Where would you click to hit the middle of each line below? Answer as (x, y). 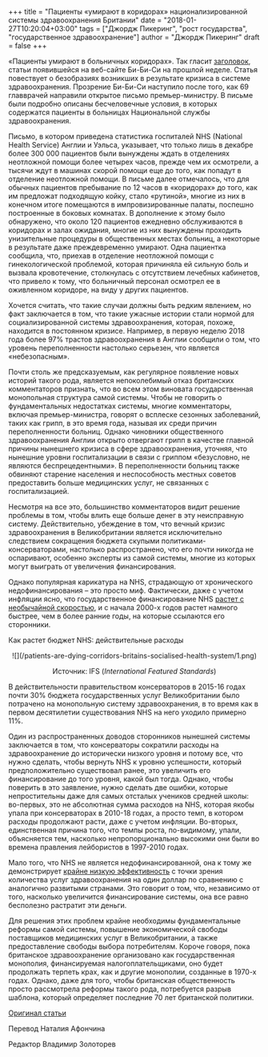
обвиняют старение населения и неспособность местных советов (122, 474)
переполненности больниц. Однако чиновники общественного (116, 431)
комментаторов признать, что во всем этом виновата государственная (131, 389)
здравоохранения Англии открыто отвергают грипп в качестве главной (131, 440)
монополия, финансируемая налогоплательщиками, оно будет (116, 963)
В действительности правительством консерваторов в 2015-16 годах (127, 686)
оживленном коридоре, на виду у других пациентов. (99, 290)
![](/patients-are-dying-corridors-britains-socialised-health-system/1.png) (134, 656)
